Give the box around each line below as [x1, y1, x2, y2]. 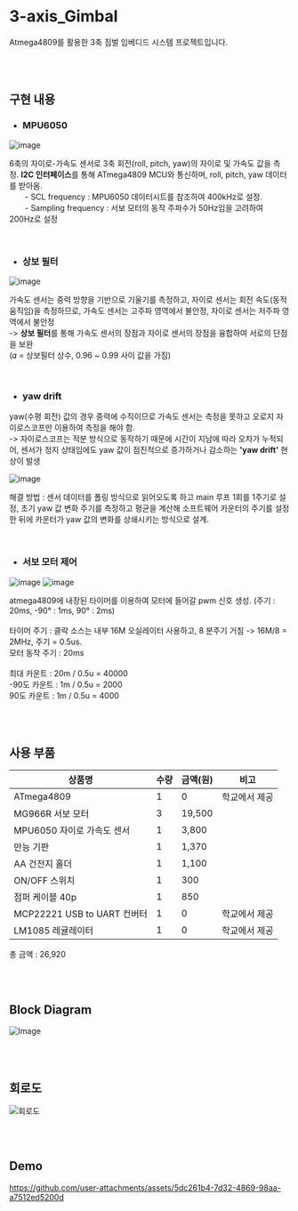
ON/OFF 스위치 [13, 875, 76, 887]
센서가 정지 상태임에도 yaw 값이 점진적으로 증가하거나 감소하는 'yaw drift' [20, 445, 279, 456]
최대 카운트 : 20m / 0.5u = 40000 [9, 667, 129, 678]
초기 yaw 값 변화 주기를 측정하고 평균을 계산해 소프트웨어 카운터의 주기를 [20, 503, 273, 513]
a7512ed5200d [9, 1191, 64, 1202]
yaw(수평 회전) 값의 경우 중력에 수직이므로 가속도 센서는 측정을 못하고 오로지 [9, 411, 274, 422]
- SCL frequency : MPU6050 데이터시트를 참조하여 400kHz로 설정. [25, 191, 263, 202]
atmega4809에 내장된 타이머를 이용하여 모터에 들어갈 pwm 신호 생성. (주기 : [9, 594, 276, 606]
